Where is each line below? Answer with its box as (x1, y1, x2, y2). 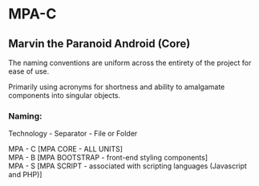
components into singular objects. (8, 91, 121, 100)
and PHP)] (8, 170, 42, 180)
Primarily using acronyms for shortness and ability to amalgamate (8, 82, 225, 91)
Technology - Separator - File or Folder (8, 129, 138, 139)
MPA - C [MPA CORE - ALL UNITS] (8, 144, 123, 154)
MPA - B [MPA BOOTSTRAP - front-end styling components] (8, 153, 208, 163)
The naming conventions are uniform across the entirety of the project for (8, 58, 252, 67)
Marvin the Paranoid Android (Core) (8, 37, 191, 51)
